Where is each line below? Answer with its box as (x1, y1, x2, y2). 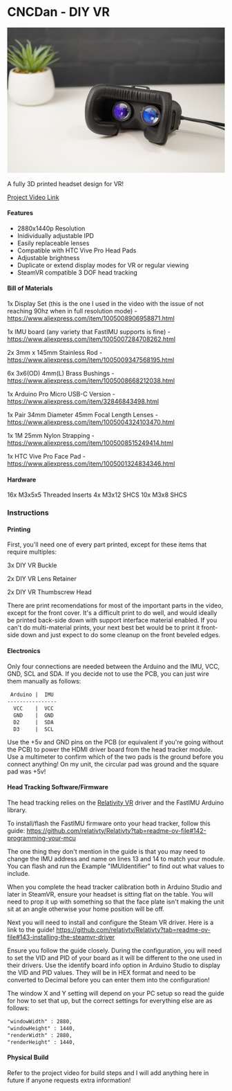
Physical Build (7, 1053, 49, 1062)
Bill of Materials (7, 284, 53, 293)
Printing (7, 525, 31, 533)
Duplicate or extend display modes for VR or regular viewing (17, 261, 189, 269)
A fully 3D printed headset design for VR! (7, 179, 124, 187)
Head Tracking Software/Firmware (7, 783, 109, 791)
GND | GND (13, 712, 54, 719)
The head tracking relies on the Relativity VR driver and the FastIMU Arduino (7, 798, 224, 807)
